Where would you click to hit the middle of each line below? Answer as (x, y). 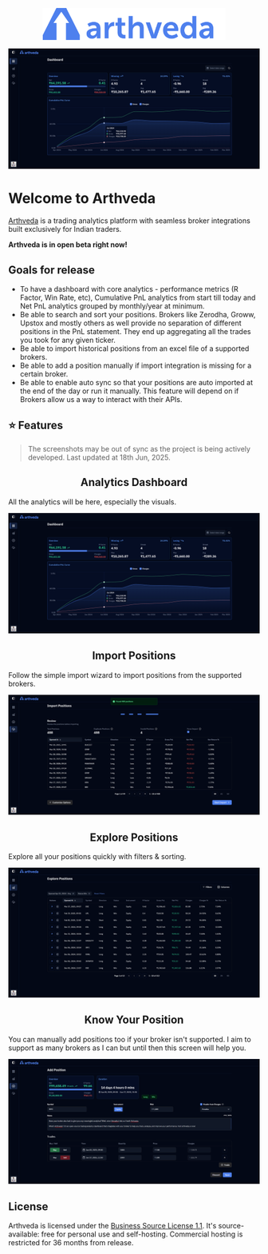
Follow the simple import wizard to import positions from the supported (125, 675)
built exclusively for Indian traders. (65, 229)
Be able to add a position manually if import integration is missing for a (136, 365)
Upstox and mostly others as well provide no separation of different (130, 323)
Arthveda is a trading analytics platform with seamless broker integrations (130, 221)
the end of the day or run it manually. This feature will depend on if (129, 391)
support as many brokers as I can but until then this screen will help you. (127, 1048)
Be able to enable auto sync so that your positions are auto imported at (136, 382)
